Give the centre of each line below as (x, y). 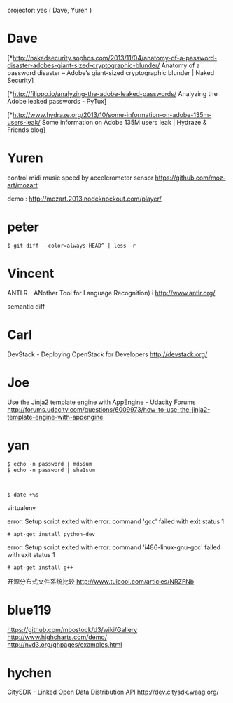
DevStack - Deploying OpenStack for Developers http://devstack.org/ (107, 354)
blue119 (29, 610)
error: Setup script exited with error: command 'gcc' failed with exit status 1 (116, 521)
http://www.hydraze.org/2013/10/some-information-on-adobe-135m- (112, 114)
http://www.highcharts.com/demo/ (57, 637)
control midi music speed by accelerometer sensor (80, 178)
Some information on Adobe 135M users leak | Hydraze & (124, 122)
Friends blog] (27, 130)
